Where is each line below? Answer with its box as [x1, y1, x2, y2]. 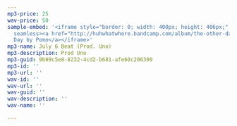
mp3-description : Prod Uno [7, 50, 87, 57]
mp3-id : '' [7, 63, 39, 70]
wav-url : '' [7, 82, 42, 89]
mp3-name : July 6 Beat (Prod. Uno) [7, 43, 112, 50]
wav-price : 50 [7, 17, 49, 24]
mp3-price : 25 [7, 10, 49, 18]
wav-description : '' [7, 96, 68, 103]
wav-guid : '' [7, 89, 46, 96]
